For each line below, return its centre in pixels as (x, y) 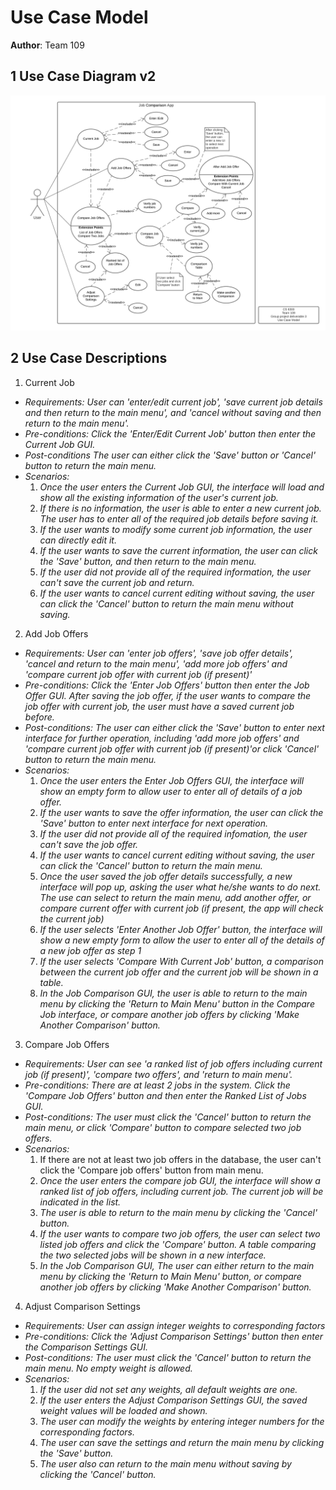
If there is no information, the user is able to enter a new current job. (180, 508)
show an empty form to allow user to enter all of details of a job (171, 791)
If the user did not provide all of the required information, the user (175, 572)
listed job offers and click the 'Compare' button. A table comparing (178, 1244)
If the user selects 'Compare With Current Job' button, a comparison (181, 961)
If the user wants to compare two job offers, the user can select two (180, 1233)
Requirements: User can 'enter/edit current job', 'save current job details (173, 402)
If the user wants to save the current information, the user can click (178, 550)
